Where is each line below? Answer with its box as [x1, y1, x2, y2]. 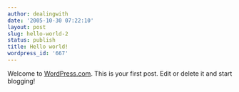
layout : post [7, 23, 46, 30]
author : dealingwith [7, 10, 69, 18]
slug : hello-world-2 [7, 30, 69, 38]
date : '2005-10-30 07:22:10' [7, 17, 94, 24]
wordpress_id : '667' [7, 50, 69, 57]
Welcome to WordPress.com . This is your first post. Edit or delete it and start [7, 69, 233, 78]
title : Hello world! [7, 43, 69, 50]
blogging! [7, 76, 36, 85]
